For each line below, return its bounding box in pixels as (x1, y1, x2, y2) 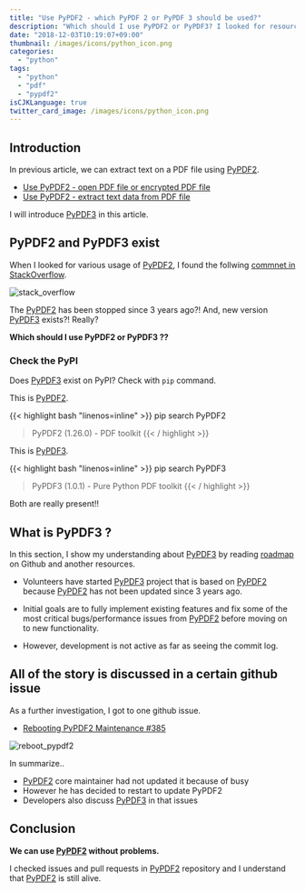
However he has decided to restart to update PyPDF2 (22, 785, 222, 796)
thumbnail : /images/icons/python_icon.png (9, 38, 172, 48)
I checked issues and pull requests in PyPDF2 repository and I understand (9, 863, 286, 874)
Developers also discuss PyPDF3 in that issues (22, 795, 198, 806)
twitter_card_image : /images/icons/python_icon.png (9, 106, 209, 115)
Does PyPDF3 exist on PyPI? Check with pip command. (9, 375, 216, 386)
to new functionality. (22, 622, 100, 633)
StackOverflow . (9, 269, 67, 280)
